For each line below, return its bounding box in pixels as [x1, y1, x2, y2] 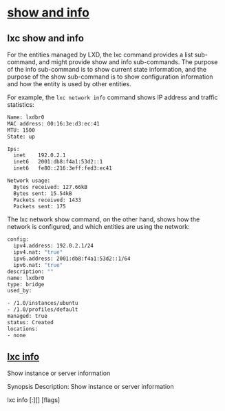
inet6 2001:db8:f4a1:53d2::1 [13, 159, 103, 166]
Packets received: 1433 [13, 197, 81, 203]
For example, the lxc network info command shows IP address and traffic [7, 93, 218, 101]
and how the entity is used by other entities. [7, 80, 132, 88]
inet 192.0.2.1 [13, 152, 67, 159]
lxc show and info [7, 32, 85, 44]
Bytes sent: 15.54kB [13, 190, 72, 197]
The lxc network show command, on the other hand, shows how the [7, 215, 200, 223]
